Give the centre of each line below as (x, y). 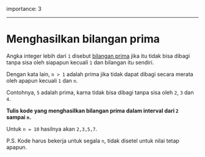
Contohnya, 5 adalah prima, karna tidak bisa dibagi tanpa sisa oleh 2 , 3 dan (100, 92)
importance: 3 (24, 9)
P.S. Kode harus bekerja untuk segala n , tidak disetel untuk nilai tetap (93, 141)
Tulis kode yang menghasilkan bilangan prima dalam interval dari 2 (92, 110)
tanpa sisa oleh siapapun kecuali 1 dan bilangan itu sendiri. (80, 62)
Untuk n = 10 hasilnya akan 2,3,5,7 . (52, 129)
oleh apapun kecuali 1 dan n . (42, 80)
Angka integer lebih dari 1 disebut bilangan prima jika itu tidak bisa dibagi (98, 56)
